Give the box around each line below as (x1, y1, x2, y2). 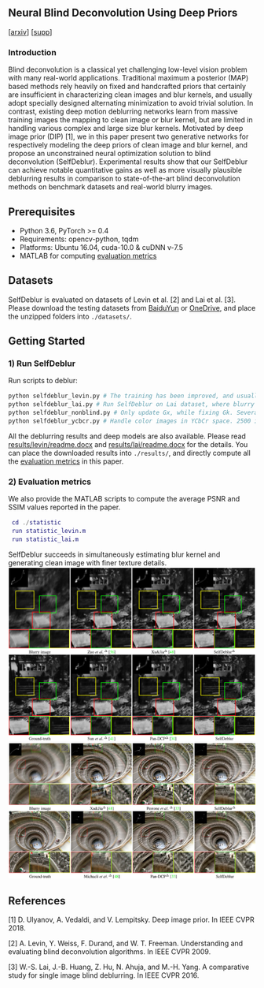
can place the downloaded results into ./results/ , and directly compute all (8, 448, 251, 457)
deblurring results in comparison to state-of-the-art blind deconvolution (8, 173, 241, 184)
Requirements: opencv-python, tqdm (19, 234, 139, 244)
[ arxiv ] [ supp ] (8, 27, 53, 36)
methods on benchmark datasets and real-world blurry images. (8, 182, 214, 192)
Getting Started (8, 334, 86, 348)
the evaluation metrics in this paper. (8, 457, 124, 466)
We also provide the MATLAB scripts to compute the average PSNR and (8, 494, 240, 504)
